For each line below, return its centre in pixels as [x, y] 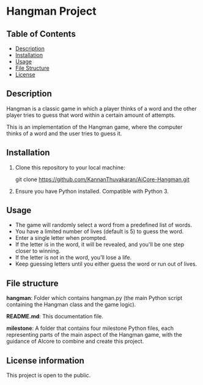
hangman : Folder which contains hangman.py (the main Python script [94, 298]
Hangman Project [51, 11]
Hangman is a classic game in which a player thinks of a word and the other [102, 108]
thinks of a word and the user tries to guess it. [64, 133]
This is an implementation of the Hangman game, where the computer [94, 127]
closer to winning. [38, 251]
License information [45, 360]
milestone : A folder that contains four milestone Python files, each [90, 328]
